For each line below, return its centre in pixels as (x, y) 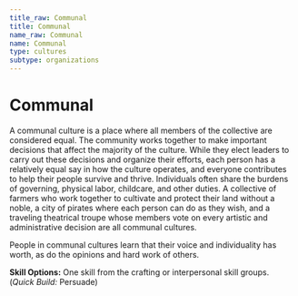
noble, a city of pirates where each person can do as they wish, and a (140, 208)
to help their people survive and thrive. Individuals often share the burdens (149, 179)
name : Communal (38, 43)
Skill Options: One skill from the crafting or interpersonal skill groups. (139, 272)
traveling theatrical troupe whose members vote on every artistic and (139, 217)
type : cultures (38, 52)
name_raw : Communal (46, 35)
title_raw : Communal (49, 18)
